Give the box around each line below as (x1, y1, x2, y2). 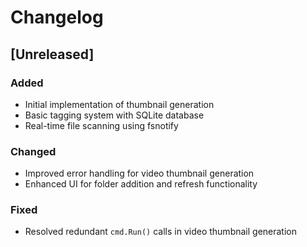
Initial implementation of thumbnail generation (24, 98, 215, 110)
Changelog (10, 6, 104, 29)
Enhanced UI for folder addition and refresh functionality (24, 178, 258, 190)
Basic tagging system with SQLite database (24, 109, 205, 121)
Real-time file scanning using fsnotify (24, 119, 179, 131)
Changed (10, 144, 57, 158)
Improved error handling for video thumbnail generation (24, 167, 255, 180)
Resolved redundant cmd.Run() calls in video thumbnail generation (24, 226, 298, 238)
